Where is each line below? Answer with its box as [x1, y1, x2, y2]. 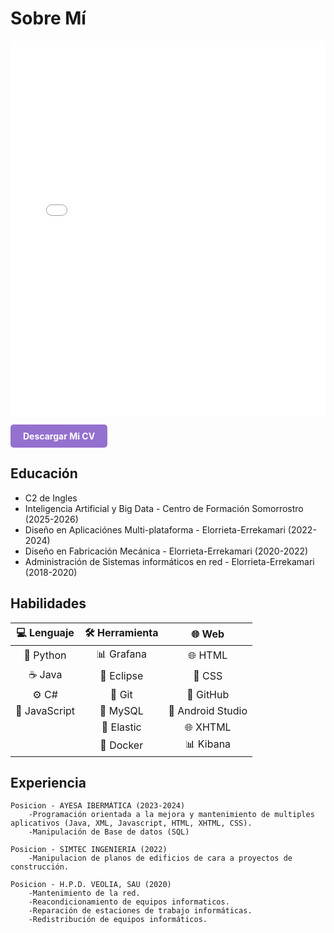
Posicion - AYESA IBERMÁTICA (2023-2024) [10, 801, 186, 811]
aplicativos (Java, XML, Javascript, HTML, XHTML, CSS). [10, 818, 253, 829]
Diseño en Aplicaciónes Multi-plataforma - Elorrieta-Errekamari [24, 523, 286, 536]
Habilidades [10, 595, 87, 612]
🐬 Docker [99, 738, 144, 752]
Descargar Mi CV [23, 430, 96, 442]
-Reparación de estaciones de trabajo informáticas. [28, 906, 253, 916]
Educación [10, 465, 78, 482]
